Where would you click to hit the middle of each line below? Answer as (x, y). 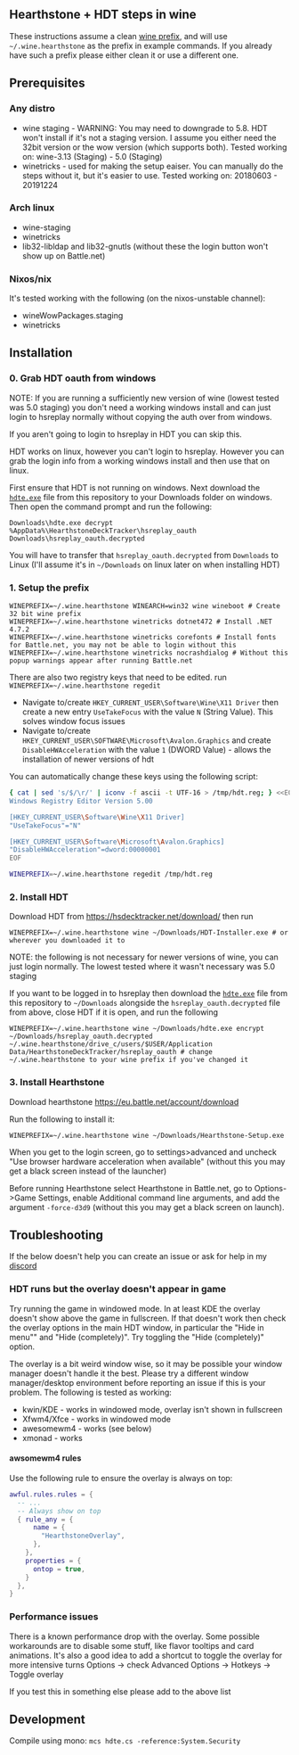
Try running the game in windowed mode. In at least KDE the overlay (135, 1308)
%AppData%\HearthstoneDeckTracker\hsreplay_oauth (103, 531)
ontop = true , (59, 1569)
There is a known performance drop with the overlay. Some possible (135, 1636)
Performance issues (54, 1617)
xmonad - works (52, 1438)
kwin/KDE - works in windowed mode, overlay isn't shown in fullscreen (152, 1409)
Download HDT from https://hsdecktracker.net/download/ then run (131, 917)
